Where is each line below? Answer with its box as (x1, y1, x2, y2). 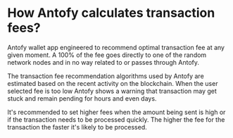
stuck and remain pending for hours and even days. (7, 94, 157, 103)
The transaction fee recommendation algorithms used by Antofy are (7, 72, 204, 80)
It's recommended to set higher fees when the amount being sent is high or (7, 108, 226, 116)
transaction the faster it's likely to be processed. (7, 123, 148, 131)
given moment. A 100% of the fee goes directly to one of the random (7, 51, 207, 59)
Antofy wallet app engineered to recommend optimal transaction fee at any (7, 43, 225, 51)
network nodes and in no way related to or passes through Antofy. (7, 58, 199, 66)
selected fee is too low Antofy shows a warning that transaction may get (7, 87, 217, 95)
